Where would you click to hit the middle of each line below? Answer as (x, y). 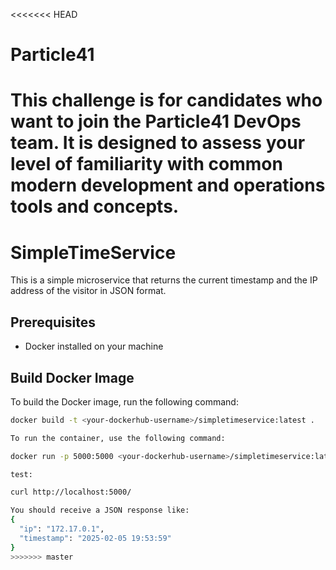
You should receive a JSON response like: (100, 510)
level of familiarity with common (146, 164)
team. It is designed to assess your (158, 143)
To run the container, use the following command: (118, 438)
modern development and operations (168, 185)
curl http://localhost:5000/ (71, 492)
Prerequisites (53, 322)
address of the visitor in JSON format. (88, 291)
